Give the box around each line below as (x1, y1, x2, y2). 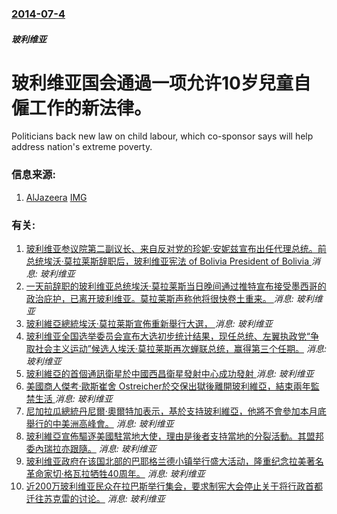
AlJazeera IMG (25, 191, 88, 203)
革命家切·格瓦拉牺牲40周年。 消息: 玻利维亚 (25, 468, 206, 480)
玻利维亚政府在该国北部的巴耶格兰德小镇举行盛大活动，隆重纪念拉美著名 (25, 455, 324, 467)
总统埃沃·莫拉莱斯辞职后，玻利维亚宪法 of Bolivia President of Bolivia (25, 255, 310, 267)
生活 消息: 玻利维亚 (34, 393, 113, 405)
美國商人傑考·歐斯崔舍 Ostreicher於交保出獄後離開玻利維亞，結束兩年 (25, 380, 311, 392)
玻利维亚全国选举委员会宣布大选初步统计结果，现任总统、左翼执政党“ (25, 330, 311, 342)
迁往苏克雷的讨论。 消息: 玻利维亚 (25, 493, 166, 505)
